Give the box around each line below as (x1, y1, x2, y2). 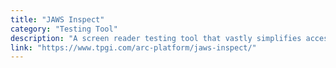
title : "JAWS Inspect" (10, 14, 105, 25)
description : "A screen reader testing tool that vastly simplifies (10, 33, 302, 43)
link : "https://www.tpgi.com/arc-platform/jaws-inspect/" (10, 42, 257, 53)
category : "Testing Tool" (10, 24, 118, 34)
